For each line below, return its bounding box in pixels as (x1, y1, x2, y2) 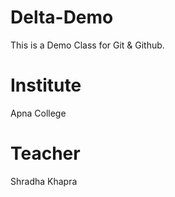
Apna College (10, 107, 67, 119)
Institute (10, 74, 82, 97)
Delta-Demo (10, 6, 114, 29)
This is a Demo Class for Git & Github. (10, 39, 165, 51)
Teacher (10, 142, 81, 165)
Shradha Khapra (10, 175, 78, 187)
